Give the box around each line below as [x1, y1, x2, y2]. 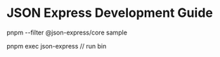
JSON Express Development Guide [6, 5, 214, 21]
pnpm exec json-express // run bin [6, 42, 107, 50]
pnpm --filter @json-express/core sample [6, 28, 128, 37]
